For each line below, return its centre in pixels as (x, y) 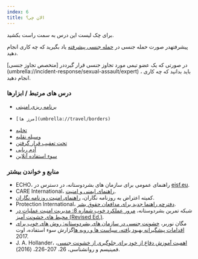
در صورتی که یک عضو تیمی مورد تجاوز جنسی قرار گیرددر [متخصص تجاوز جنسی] (97, 65)
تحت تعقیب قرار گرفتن (41, 143)
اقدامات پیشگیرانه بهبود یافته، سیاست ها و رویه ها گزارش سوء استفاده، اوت (100, 230)
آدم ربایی (26, 149)
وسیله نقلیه (28, 136)
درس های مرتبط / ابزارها (39, 93)
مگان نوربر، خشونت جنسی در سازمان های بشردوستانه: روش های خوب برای (101, 224)
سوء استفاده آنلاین (36, 156)
